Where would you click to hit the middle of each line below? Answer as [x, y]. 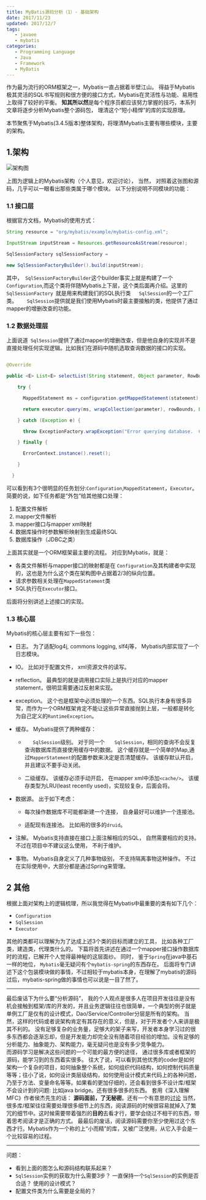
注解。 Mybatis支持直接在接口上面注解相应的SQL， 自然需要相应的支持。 [107, 838]
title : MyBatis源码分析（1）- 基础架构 [53, 12]
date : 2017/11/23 [29, 18]
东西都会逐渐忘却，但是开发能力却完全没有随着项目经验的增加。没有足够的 [105, 1037]
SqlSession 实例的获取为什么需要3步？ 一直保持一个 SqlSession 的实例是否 [107, 1176]
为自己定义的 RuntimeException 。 [56, 716]
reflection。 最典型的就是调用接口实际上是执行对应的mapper [92, 680]
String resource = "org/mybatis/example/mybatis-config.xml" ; [87, 232]
